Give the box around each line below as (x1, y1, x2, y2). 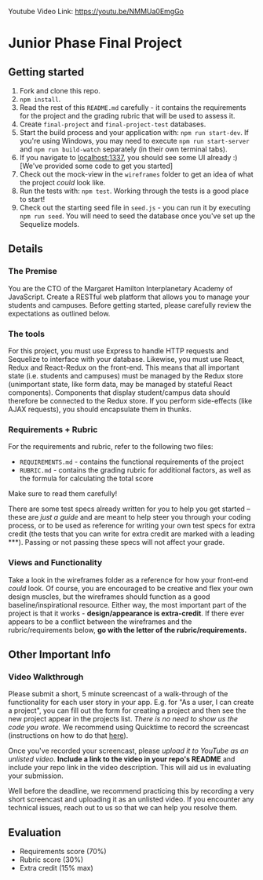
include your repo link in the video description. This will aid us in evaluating (8, 763, 251, 772)
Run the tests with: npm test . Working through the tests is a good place (19, 186, 250, 195)
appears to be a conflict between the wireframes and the (8, 616, 192, 626)
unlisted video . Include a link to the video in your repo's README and (8, 754, 236, 764)
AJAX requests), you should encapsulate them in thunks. (8, 404, 192, 414)
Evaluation (8, 826, 61, 839)
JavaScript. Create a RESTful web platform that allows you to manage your (8, 292, 250, 301)
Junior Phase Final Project (8, 35, 182, 52)
